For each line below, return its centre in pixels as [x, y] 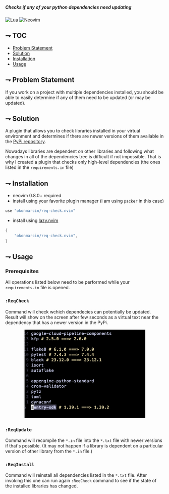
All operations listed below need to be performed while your [68, 282]
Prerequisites [22, 272]
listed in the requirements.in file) [40, 167]
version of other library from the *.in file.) [49, 451]
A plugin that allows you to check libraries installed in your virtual [73, 131]
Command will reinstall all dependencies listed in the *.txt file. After [76, 475]
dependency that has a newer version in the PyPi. [57, 322]
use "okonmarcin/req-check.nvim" [40, 211]
